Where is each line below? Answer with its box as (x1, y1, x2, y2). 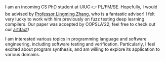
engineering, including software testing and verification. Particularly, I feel (5, 41, 156, 47)
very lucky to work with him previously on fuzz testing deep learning (5, 16, 145, 22)
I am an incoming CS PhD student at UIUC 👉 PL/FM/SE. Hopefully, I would (5, 4, 158, 10)
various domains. (5, 52, 41, 57)
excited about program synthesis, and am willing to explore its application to (5, 46, 160, 52)
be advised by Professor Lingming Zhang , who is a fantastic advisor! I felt (5, 11, 155, 17)
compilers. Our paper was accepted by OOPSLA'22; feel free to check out (5, 21, 156, 27)
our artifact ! (5, 26, 29, 32)
